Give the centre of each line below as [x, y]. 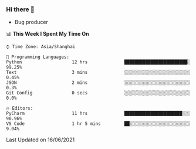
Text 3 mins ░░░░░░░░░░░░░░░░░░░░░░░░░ [98, 73]
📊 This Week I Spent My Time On [48, 34]
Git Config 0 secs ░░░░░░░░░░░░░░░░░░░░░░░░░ [98, 93]
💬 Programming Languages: [38, 57]
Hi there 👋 [21, 9]
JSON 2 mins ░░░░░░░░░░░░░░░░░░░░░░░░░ [98, 83]
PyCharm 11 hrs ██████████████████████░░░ [98, 114]
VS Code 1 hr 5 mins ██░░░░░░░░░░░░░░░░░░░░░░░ [98, 124]
